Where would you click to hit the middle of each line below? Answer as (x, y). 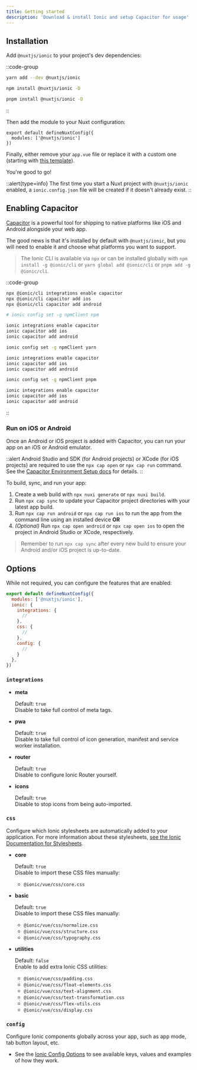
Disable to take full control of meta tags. (63, 710)
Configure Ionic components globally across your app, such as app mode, (96, 1037)
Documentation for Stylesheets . (45, 843)
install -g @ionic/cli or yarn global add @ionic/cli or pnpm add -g (106, 264)
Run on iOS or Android (39, 428)
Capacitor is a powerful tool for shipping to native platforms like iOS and (94, 222)
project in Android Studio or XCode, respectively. (74, 532)
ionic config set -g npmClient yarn (51, 347)
